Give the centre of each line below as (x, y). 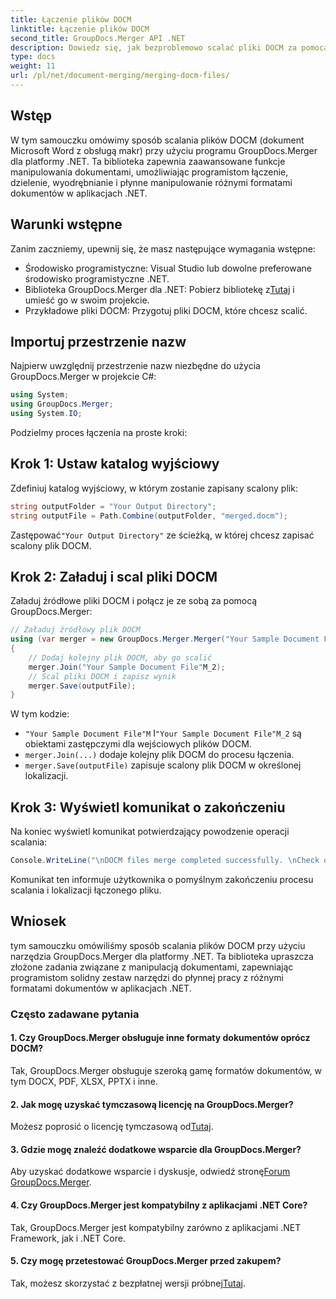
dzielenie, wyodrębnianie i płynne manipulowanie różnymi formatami (151, 182)
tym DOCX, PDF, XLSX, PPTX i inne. (84, 1081)
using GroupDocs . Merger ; (62, 404)
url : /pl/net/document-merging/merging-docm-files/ (120, 76)
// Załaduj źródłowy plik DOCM (75, 630)
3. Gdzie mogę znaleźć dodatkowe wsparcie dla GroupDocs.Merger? (156, 1149)
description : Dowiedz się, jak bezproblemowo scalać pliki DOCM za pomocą (169, 47)
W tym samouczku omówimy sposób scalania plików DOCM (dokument (157, 140)
